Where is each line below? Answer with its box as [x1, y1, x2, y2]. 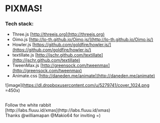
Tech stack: [5, 20, 34, 27]
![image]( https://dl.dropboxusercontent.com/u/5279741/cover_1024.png [5, 82, 150, 88]
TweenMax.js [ [12, 62, 42, 68]
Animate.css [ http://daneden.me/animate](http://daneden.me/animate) [12, 73, 156, 79]
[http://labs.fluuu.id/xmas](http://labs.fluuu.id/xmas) [5, 107, 110, 113]
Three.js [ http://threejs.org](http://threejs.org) [12, 31, 105, 37]
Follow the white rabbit [5, 102, 52, 108]
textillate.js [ [12, 52, 37, 58]
